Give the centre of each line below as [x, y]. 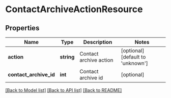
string [67, 57]
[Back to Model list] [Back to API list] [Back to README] [64, 90]
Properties [22, 28]
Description [98, 42]
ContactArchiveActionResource [74, 9]
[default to [133, 57]
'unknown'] [135, 63]
